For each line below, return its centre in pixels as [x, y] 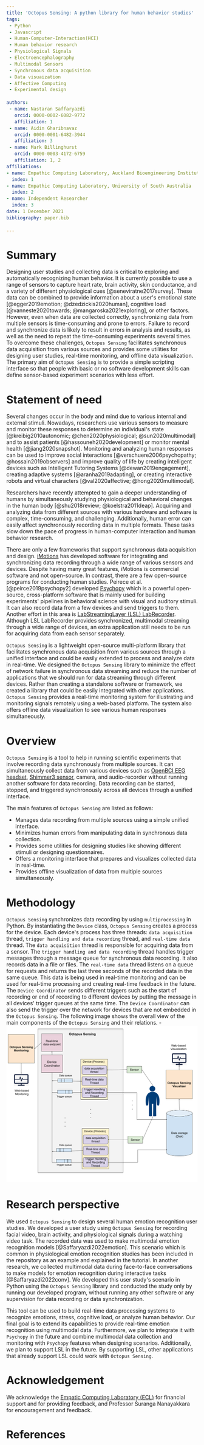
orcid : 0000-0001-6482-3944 [50, 135]
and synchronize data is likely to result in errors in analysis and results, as [98, 330]
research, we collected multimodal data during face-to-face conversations [100, 1267]
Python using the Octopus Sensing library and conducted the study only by [99, 1286]
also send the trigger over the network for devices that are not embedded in [101, 1010]
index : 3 [23, 205]
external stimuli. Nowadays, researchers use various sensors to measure [97, 423]
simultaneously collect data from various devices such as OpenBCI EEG [96, 771]
